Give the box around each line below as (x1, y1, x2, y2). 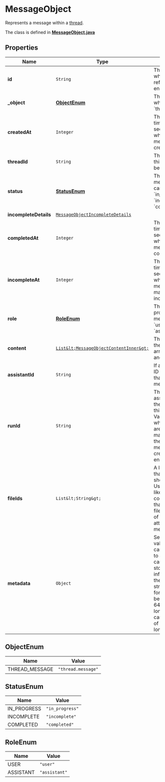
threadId (7, 158, 28, 165)
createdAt (7, 129, 32, 135)
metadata (7, 580, 30, 586)
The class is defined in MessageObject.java (5, 29, 95, 35)
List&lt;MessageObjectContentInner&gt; (55, 345, 149, 351)
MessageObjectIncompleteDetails (55, 212, 132, 217)
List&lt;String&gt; (55, 495, 102, 501)
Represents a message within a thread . (5, 20, 84, 26)
